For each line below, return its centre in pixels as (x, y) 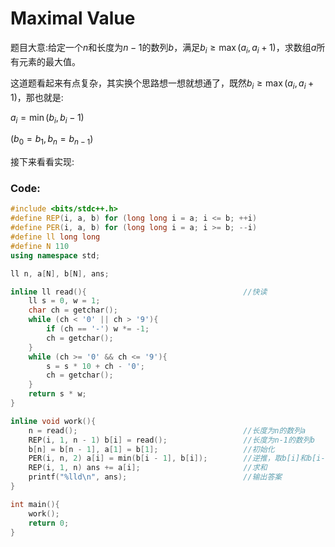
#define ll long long (55, 237)
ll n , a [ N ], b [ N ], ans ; (60, 273)
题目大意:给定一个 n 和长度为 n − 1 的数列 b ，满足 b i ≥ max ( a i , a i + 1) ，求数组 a (163, 48)
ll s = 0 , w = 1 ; (64, 301)
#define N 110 (40, 246)
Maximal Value (73, 18)
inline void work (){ (53, 421)
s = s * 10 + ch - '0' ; (95, 366)
